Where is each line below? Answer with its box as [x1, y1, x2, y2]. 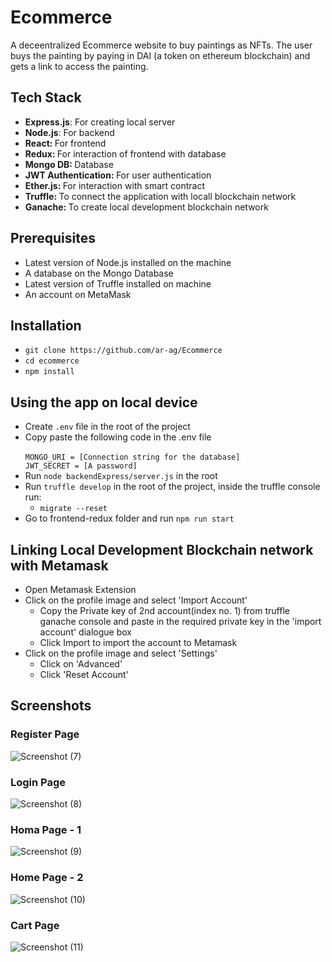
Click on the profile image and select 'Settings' [24, 647, 218, 659]
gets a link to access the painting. [10, 60, 149, 72]
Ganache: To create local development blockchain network [24, 201, 269, 213]
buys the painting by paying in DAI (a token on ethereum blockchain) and [10, 49, 311, 61]
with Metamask [10, 557, 109, 574]
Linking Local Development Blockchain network [10, 541, 314, 558]
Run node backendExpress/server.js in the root [24, 470, 218, 482]
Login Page [10, 775, 67, 789]
